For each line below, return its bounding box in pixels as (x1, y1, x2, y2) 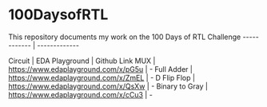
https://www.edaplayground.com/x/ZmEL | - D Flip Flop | (8, 73, 196, 82)
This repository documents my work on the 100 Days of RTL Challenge (8, 32, 241, 42)
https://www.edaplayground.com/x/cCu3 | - (8, 89, 153, 99)
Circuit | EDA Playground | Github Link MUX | (8, 56, 156, 65)
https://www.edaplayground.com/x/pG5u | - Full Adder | (8, 64, 193, 73)
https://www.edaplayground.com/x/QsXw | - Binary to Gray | (8, 81, 208, 91)
